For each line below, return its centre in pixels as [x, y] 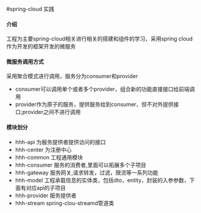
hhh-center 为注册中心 [43, 150]
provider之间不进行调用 [51, 112]
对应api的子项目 [46, 187]
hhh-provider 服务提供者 [46, 195]
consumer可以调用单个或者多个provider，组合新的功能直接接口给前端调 [105, 89]
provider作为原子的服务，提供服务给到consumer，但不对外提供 [94, 104]
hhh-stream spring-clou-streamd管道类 [65, 203]
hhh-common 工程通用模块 [49, 157]
